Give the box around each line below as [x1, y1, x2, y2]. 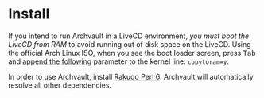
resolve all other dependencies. [8, 80, 112, 90]
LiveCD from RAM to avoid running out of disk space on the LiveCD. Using [8, 39, 252, 49]
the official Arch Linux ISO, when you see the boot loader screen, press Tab [8, 48, 256, 57]
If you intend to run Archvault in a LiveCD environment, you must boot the [8, 31, 250, 41]
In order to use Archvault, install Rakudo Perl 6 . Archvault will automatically [8, 72, 254, 81]
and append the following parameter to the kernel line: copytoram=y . [8, 57, 229, 66]
